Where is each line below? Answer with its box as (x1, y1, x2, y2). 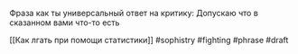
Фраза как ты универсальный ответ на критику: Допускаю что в (9, 8, 259, 18)
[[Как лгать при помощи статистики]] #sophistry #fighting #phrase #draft (9, 35, 289, 45)
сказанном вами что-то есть (9, 17, 120, 28)
